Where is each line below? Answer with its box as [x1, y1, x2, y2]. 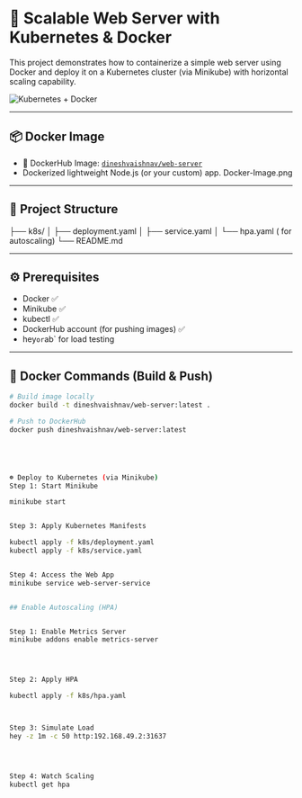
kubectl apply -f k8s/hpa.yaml [9, 692, 127, 701]
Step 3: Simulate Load [9, 723, 94, 732]
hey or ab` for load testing [22, 334, 115, 345]
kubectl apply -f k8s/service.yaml [9, 546, 143, 556]
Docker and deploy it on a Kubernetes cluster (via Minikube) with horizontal [9, 67, 289, 77]
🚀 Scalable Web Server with [9, 8, 220, 29]
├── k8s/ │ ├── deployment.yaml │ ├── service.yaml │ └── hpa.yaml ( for [9, 225, 292, 237]
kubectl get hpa [9, 780, 70, 789]
